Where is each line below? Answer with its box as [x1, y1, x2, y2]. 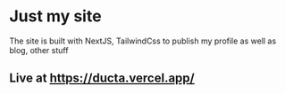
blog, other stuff [9, 44, 69, 55]
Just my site [9, 6, 102, 27]
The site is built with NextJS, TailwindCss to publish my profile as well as [9, 35, 277, 46]
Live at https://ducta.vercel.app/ [9, 71, 195, 86]
